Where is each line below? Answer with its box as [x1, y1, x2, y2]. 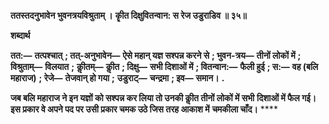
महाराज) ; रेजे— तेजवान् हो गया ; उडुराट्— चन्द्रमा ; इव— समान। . [10, 72, 225, 84]
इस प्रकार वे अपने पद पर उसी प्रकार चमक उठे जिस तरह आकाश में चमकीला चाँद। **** [10, 103, 278, 115]
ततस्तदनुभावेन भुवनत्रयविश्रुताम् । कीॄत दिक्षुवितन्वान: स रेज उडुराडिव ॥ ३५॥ [10, 10, 247, 21]
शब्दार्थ [10, 30, 31, 41]
